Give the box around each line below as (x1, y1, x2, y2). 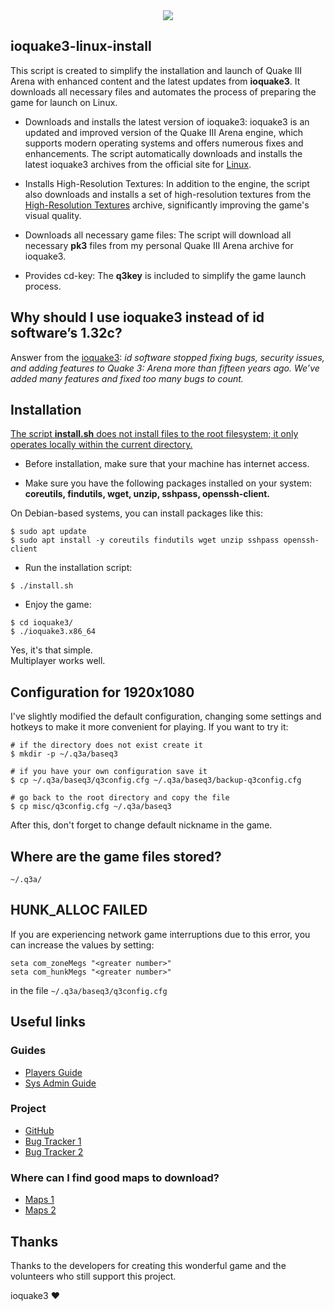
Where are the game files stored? (10, 848, 222, 865)
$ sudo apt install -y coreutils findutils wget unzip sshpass (10, 535, 280, 546)
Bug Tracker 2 (24, 1145, 84, 1158)
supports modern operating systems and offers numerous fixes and (24, 137, 304, 149)
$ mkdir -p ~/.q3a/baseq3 (10, 749, 118, 759)
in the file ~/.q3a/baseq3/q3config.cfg (10, 984, 168, 996)
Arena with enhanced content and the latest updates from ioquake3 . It (10, 75, 301, 87)
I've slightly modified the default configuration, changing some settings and (10, 710, 322, 723)
